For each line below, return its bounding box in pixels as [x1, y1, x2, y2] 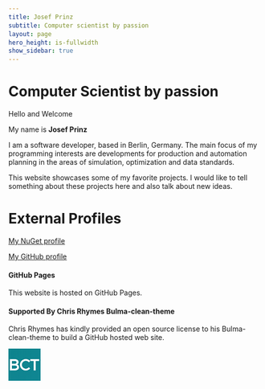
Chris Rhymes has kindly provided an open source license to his [8, 324, 221, 334]
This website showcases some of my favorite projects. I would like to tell [8, 173, 247, 182]
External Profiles [8, 210, 122, 228]
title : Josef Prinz [8, 13, 74, 21]
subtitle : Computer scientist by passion [8, 21, 149, 30]
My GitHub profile [8, 252, 67, 261]
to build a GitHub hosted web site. [51, 333, 165, 342]
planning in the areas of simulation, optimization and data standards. [8, 158, 235, 167]
